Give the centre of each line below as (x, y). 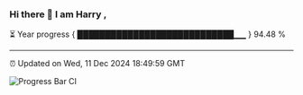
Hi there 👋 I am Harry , (58, 14)
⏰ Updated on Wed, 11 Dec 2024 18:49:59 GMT (97, 64)
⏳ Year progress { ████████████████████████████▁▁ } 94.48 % (148, 34)
